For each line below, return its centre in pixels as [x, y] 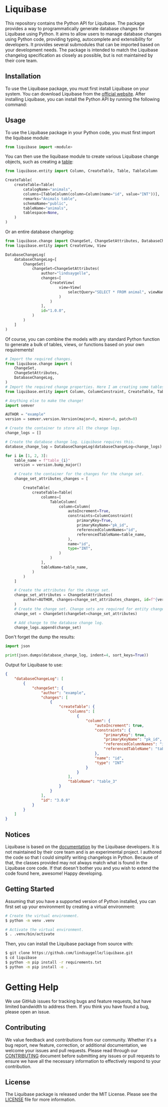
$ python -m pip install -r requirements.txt [53, 963]
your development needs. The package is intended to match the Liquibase [82, 50]
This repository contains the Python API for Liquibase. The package [75, 23]
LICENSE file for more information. [40, 1099]
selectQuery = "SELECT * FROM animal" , [107, 292]
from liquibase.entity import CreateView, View [56, 245]
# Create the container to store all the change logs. [63, 428]
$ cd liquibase [21, 958]
